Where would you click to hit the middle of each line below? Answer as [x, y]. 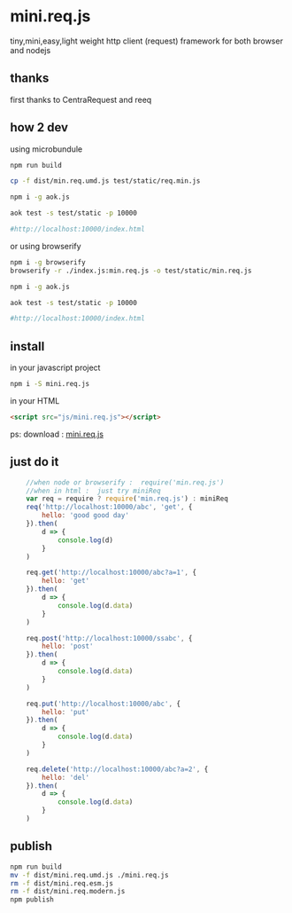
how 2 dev [39, 127]
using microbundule [46, 149]
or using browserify [46, 246]
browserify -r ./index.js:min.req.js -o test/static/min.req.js [131, 271]
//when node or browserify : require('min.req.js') [125, 482]
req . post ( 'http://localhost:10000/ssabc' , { [109, 638]
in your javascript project [55, 368]
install [27, 346]
